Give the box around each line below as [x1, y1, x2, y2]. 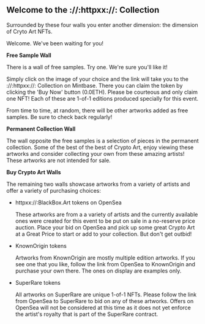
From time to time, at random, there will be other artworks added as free [6, 107, 188, 114]
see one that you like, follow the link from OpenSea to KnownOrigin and [15, 260, 196, 268]
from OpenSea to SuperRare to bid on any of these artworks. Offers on [15, 297, 194, 304]
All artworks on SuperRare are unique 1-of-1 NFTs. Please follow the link [15, 291, 197, 298]
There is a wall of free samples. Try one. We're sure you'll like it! [6, 63, 168, 71]
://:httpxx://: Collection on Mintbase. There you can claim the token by [6, 82, 183, 89]
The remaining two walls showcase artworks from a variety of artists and [6, 180, 190, 188]
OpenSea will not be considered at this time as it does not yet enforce [15, 304, 191, 311]
